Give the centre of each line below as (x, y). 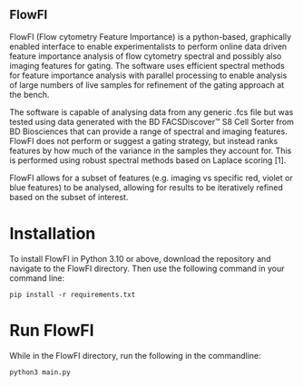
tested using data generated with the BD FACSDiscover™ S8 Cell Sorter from (152, 121)
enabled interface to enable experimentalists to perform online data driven (148, 46)
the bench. (29, 94)
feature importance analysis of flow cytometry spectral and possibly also (146, 56)
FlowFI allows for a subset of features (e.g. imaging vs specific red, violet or (151, 178)
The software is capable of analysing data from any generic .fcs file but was (151, 111)
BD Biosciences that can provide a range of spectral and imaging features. (148, 131)
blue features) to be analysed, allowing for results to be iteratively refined (147, 187)
